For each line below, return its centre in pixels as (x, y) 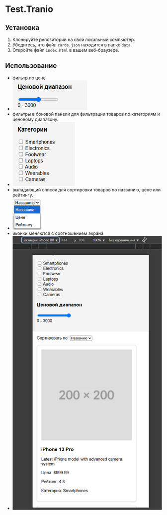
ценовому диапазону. (35, 119)
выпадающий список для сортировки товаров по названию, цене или (86, 189)
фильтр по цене (29, 78)
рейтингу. (23, 195)
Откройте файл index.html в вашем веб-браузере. (66, 50)
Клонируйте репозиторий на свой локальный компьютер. (74, 39)
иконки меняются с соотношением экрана (58, 233)
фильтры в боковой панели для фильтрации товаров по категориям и (86, 114)
